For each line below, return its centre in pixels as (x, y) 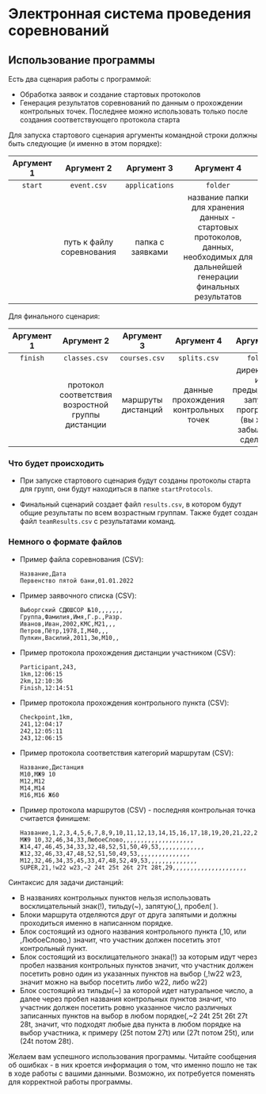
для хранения (218, 207)
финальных (218, 287)
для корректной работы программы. (70, 1081)
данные (199, 390)
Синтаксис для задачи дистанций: (66, 882)
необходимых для (218, 257)
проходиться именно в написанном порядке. (96, 923)
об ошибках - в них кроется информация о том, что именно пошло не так (133, 1065)
